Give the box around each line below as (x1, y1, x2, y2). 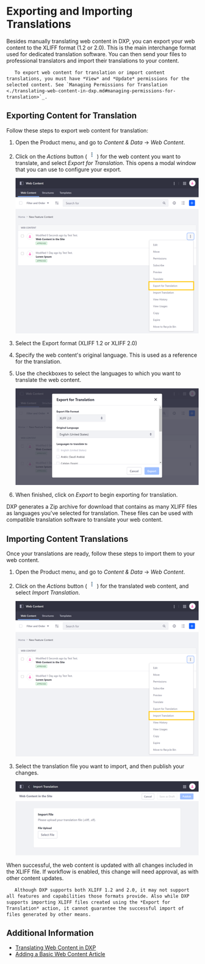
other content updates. (6, 874, 64, 882)
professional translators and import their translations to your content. (6, 57, 179, 64)
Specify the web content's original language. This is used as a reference (15, 351, 197, 359)
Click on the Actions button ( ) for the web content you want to (15, 153, 181, 160)
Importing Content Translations (6, 533, 129, 544)
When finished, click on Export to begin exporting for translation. (15, 491, 178, 498)
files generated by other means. (6, 911, 92, 918)
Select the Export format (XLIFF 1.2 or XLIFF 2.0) (15, 339, 137, 346)
